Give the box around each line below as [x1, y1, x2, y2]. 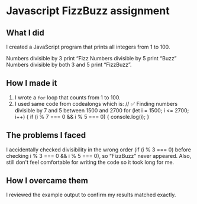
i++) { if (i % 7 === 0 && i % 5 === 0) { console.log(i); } [14, 113, 150, 120]
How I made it [6, 78, 57, 88]
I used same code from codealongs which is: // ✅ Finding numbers [14, 100, 178, 107]
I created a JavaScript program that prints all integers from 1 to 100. [6, 43, 170, 50]
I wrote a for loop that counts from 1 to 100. [14, 93, 121, 101]
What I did [6, 28, 44, 38]
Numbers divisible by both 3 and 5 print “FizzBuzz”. [6, 61, 132, 68]
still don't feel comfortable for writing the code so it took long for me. [6, 158, 175, 166]
